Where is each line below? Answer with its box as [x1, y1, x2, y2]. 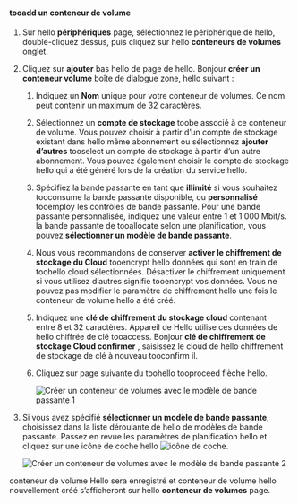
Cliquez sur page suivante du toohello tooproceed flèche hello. [35, 368, 268, 378]
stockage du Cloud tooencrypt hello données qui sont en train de [35, 256, 278, 268]
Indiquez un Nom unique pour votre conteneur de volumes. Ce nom [35, 91, 285, 101]
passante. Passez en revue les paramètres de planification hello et [21, 431, 268, 442]
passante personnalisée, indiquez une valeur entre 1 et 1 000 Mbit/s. [35, 211, 287, 222]
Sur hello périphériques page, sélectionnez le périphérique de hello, [21, 27, 276, 38]
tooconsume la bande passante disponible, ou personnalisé [35, 192, 258, 203]
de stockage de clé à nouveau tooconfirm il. [35, 351, 199, 361]
